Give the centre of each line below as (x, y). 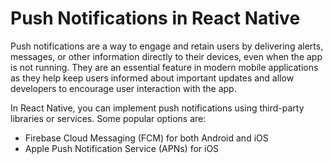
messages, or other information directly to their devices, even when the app (166, 56)
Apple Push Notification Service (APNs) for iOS (122, 148)
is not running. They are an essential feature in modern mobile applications (164, 67)
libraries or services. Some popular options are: (108, 118)
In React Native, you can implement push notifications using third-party (157, 108)
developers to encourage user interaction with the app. (123, 88)
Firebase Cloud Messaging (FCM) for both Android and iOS (146, 138)
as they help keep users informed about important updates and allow (152, 78)
